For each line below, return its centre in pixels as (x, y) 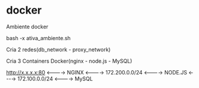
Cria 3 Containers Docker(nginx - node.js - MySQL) (69, 61)
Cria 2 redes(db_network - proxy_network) (58, 49)
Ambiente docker (27, 27)
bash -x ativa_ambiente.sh (38, 38)
